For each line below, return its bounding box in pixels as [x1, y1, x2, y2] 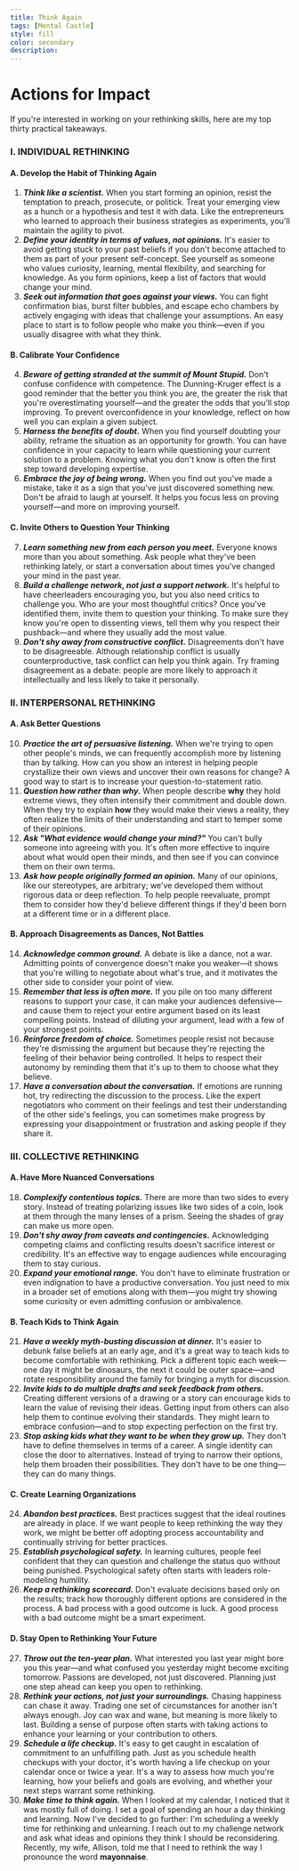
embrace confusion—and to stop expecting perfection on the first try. [22, 1421, 279, 1432]
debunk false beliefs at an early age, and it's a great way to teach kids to [22, 1345, 290, 1357]
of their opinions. [22, 823, 86, 834]
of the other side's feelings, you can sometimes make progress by [22, 1109, 266, 1119]
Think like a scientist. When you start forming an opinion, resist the [22, 188, 272, 198]
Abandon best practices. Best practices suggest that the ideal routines [22, 1509, 287, 1520]
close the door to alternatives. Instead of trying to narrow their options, [22, 1449, 283, 1460]
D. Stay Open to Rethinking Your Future [10, 1633, 158, 1644]
